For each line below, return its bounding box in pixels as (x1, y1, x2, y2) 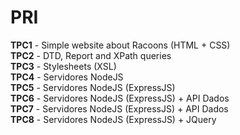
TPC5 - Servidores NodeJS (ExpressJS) (10, 81, 176, 93)
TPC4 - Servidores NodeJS (10, 71, 124, 83)
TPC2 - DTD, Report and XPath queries (10, 49, 172, 61)
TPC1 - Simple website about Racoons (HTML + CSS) (10, 39, 231, 51)
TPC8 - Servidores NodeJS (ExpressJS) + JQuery (10, 113, 217, 125)
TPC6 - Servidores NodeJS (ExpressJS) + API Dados (10, 92, 230, 104)
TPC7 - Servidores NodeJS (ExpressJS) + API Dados (10, 102, 229, 115)
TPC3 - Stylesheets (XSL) (10, 60, 117, 72)
